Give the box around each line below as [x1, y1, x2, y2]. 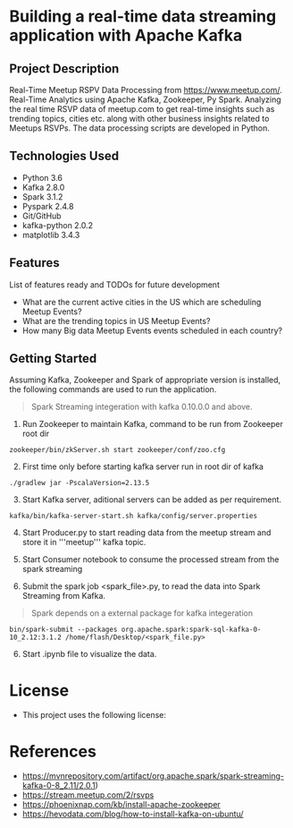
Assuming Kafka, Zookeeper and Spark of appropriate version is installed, [9, 374, 281, 386]
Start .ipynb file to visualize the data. [21, 649, 157, 660]
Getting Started [9, 351, 97, 366]
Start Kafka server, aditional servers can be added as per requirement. [21, 494, 282, 505]
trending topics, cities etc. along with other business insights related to [9, 114, 270, 124]
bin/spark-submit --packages [9, 625, 118, 635]
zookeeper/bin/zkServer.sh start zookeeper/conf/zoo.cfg [9, 446, 226, 455]
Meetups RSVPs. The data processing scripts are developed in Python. [9, 123, 271, 133]
